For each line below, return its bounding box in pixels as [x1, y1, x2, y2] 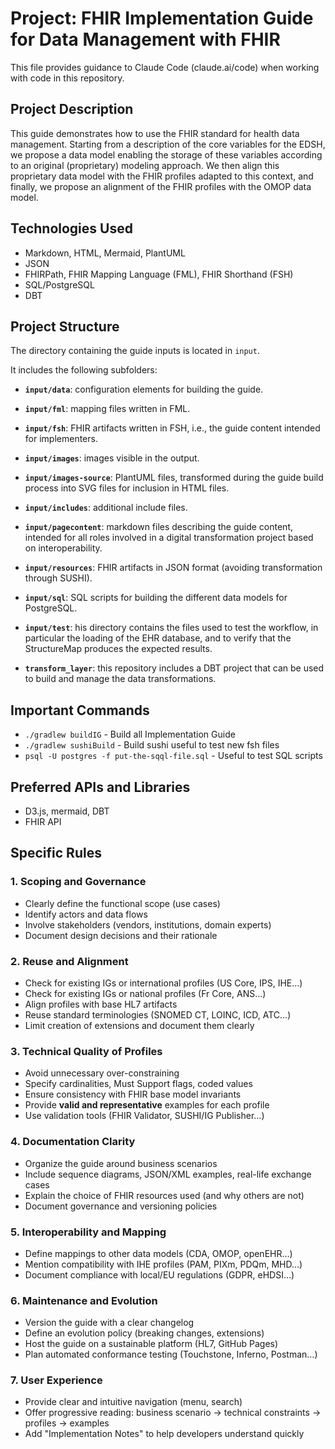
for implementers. [24, 433, 98, 445]
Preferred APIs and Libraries [10, 778, 191, 796]
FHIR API [24, 816, 62, 827]
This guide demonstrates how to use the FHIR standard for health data [10, 127, 300, 139]
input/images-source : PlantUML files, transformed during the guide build [24, 472, 324, 484]
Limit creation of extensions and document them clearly [24, 1019, 255, 1031]
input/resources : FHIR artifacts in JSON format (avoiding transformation [24, 562, 323, 574]
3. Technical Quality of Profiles [10, 1044, 163, 1058]
